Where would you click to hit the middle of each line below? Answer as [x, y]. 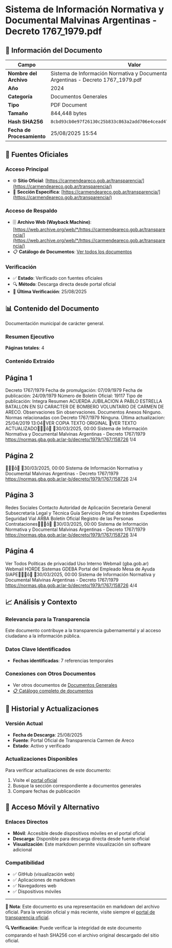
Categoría [20, 96]
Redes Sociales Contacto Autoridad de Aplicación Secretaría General [78, 507]
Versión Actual [24, 724]
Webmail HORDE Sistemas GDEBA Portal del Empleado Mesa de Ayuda [80, 569]
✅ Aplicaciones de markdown [44, 880]
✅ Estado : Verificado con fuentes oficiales [58, 278]
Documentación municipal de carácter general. [55, 324]
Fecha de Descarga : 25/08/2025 [48, 735]
